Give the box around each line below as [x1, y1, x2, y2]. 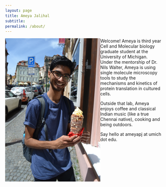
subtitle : [5, 18, 26, 23]
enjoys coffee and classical [100, 106, 156, 112]
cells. [100, 91, 111, 97]
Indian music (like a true [100, 111, 149, 117]
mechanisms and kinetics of [100, 80, 158, 87]
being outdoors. [100, 122, 133, 128]
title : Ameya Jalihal [5, 13, 50, 18]
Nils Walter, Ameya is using [100, 65, 156, 71]
